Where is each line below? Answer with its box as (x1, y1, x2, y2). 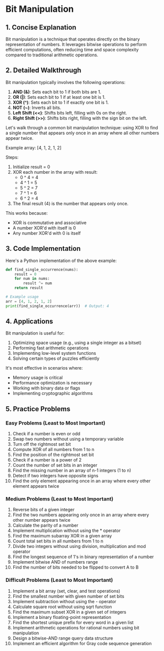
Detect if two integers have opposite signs (12, 473, 99, 479)
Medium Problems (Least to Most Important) (5, 496, 113, 502)
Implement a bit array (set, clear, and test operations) (12, 588, 121, 594)
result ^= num (23, 281, 52, 286)
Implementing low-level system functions (12, 350, 96, 356)
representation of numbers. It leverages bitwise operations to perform (5, 41, 147, 47)
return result (14, 285, 43, 291)
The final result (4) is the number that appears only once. (12, 200, 129, 206)
